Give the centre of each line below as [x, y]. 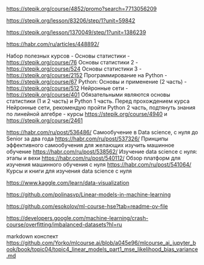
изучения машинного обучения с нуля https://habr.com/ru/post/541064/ [99, 164]
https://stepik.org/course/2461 [45, 120]
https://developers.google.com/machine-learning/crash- [77, 218]
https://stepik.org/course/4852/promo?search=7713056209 [82, 9]
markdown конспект [32, 236]
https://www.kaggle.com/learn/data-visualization [68, 183]
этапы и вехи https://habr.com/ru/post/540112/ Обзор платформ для [93, 158]
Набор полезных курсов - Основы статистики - [68, 56]
